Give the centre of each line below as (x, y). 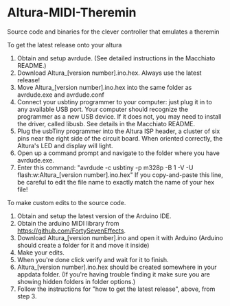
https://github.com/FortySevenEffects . (71, 231)
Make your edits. (41, 252)
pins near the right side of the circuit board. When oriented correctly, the (120, 138)
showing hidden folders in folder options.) (76, 281)
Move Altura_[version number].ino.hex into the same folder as (104, 87)
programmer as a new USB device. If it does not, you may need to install (119, 116)
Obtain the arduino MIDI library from (68, 223)
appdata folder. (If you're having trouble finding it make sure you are (114, 274)
